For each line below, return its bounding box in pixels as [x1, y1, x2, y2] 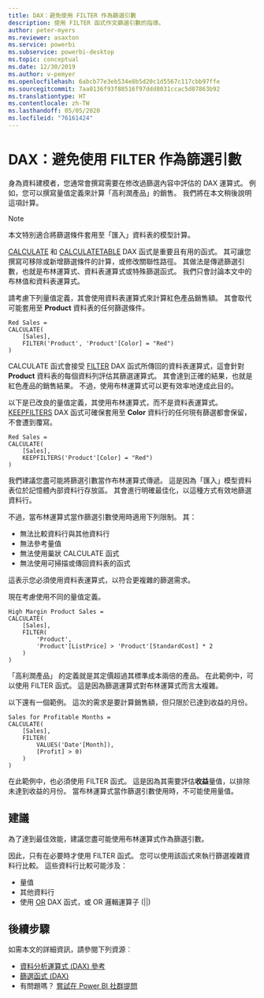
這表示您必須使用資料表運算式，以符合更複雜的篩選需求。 [8, 575, 195, 585]
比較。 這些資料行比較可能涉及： [21, 861, 128, 870]
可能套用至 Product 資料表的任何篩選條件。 [8, 303, 150, 312]
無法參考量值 [19, 538, 61, 548]
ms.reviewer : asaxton [8, 33, 80, 42]
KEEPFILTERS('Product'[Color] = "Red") [22, 454, 154, 462]
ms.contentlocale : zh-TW [8, 99, 90, 107]
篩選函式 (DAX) [19, 971, 69, 981]
